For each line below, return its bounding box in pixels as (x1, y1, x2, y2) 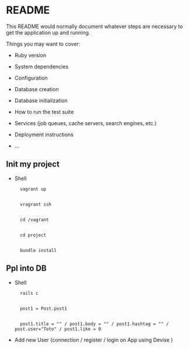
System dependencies (14, 63, 69, 70)
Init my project (6, 159, 60, 170)
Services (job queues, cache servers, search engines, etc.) (14, 119, 157, 126)
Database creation (14, 85, 60, 92)
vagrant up (20, 186, 47, 192)
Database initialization (14, 97, 68, 104)
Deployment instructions (14, 131, 74, 138)
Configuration (14, 74, 48, 81)
